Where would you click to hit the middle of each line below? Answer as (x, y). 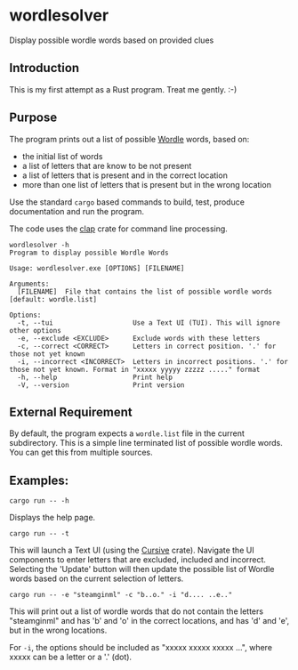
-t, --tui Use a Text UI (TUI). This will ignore (149, 323)
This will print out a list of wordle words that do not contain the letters (137, 611)
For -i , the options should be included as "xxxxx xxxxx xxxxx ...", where (141, 648)
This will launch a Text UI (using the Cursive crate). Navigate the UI (132, 550)
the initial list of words (62, 156)
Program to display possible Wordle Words (89, 253)
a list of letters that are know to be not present (107, 165)
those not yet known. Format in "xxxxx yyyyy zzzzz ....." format (135, 369)
